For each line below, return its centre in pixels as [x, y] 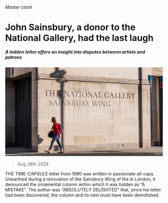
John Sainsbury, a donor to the [70, 27]
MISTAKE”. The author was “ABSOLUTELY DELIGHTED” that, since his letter [83, 190]
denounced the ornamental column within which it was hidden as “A [75, 184]
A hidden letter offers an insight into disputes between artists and [75, 52]
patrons [14, 57]
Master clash [19, 7]
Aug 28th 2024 [33, 164]
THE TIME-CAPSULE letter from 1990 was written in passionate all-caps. [80, 174]
